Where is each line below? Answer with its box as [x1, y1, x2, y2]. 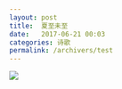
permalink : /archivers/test [9, 46, 114, 55]
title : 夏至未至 [9, 21, 69, 30]
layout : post [9, 12, 58, 22]
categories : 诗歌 [9, 37, 71, 47]
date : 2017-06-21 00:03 [9, 29, 105, 38]
